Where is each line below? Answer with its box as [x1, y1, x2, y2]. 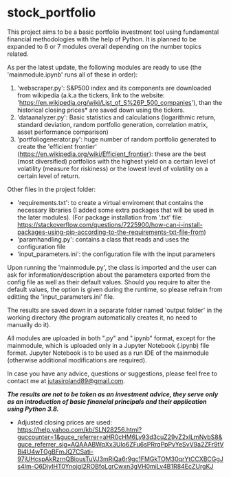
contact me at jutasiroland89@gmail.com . [7, 376, 126, 384]
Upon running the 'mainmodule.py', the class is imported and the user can [7, 263, 217, 271]
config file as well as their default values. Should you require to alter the [7, 278, 211, 286]
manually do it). [7, 320, 52, 329]
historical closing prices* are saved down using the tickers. [16, 106, 185, 114]
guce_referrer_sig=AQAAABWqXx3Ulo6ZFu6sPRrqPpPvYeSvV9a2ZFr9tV [16, 440, 224, 448]
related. [7, 50, 29, 58]
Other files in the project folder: [7, 185, 96, 193]
